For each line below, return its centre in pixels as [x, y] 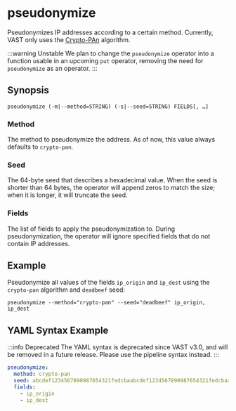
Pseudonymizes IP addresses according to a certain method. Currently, [110, 32]
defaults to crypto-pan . [40, 147]
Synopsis [28, 90]
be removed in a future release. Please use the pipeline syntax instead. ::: [113, 355]
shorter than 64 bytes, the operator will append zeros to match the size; [111, 188]
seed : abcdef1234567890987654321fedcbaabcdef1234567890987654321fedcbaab [124, 381]
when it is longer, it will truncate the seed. [67, 195]
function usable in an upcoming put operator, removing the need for [105, 60]
